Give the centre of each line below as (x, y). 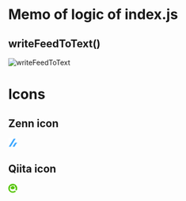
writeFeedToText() (55, 44)
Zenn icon (34, 123)
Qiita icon (32, 169)
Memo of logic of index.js (93, 15)
